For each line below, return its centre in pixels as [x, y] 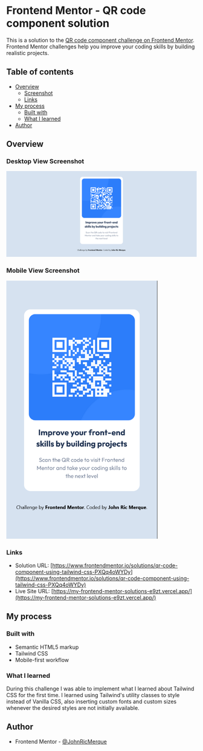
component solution [58, 23]
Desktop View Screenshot [45, 161]
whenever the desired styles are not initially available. [73, 707]
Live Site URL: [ [34, 591]
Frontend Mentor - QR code [76, 11]
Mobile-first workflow [42, 660]
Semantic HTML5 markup [47, 647]
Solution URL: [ [34, 565]
